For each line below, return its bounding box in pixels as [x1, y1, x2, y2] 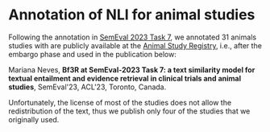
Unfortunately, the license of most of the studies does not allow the [8, 97, 232, 107]
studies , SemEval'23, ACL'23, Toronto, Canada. [8, 82, 167, 92]
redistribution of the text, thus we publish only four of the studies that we [8, 106, 251, 116]
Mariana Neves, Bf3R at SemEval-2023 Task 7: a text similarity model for [8, 64, 255, 74]
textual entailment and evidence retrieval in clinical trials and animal [8, 73, 242, 83]
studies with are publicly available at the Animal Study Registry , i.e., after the [8, 40, 262, 50]
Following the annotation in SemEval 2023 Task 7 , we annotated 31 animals [8, 32, 256, 42]
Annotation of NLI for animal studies [8, 6, 255, 24]
